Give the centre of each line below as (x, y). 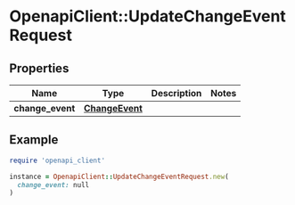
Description (176, 93)
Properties (39, 68)
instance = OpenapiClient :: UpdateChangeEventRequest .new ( (119, 176)
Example (34, 140)
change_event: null (53, 184)
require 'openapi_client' (57, 160)
